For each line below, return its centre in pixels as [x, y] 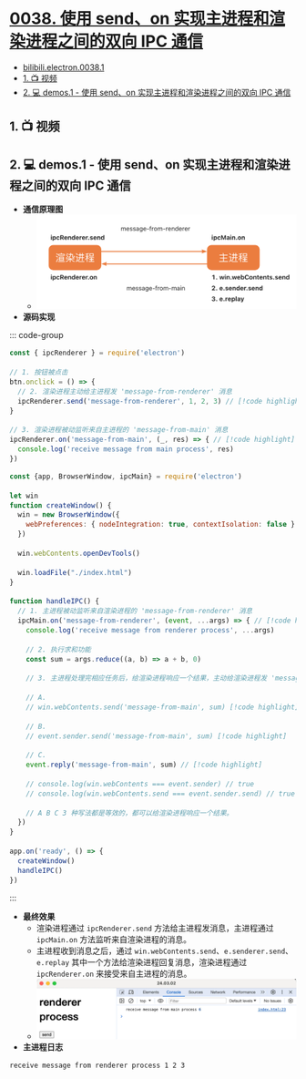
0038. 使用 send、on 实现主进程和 [139, 19]
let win [24, 496]
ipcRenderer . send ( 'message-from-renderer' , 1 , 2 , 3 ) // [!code [140, 401]
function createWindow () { [61, 505]
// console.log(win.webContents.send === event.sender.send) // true [161, 794]
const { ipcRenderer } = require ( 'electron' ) [97, 353]
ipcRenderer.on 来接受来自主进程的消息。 [114, 973]
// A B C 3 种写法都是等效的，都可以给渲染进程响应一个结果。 [130, 813]
